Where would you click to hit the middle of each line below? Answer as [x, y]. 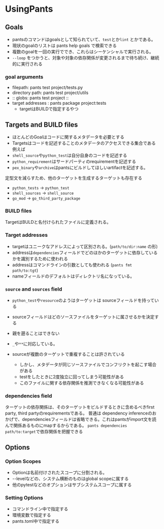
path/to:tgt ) [25, 270]
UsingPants [29, 9]
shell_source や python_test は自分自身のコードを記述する [70, 156]
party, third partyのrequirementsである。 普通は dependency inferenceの [79, 413]
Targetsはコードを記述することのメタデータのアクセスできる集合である [84, 143]
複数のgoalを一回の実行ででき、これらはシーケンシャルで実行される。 [83, 52]
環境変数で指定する [32, 515]
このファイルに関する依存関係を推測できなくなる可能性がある [82, 383]
